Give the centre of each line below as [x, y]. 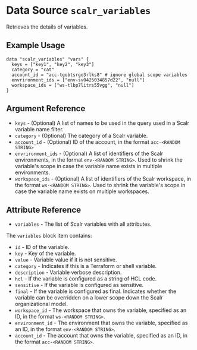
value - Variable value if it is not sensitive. [66, 260]
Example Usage [36, 45]
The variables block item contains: [49, 236]
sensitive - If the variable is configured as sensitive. [79, 285]
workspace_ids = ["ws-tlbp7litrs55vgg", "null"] [73, 85]
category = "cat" [33, 70]
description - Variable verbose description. [68, 272]
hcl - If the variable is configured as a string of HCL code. [86, 279]
